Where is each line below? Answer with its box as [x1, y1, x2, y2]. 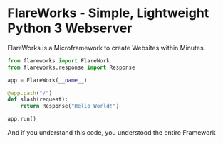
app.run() [7, 116, 37, 123]
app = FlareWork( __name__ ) [7, 77, 88, 84]
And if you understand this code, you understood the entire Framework [7, 128, 216, 137]
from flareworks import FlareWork [7, 57, 110, 65]
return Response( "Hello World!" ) [20, 103, 120, 110]
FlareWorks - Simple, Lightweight [7, 5, 209, 21]
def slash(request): [7, 96, 69, 104]
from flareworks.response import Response [7, 64, 135, 71]
